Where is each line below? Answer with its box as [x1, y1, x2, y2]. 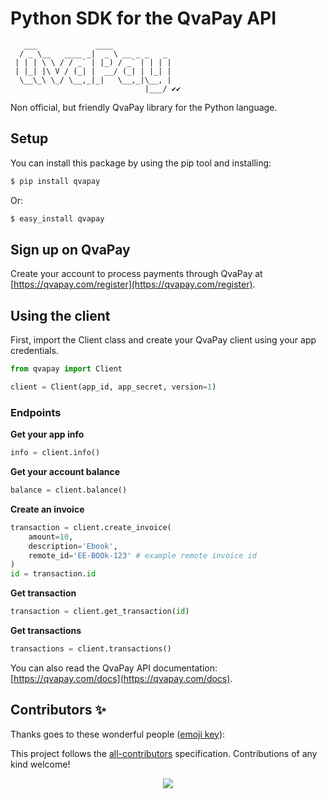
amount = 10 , [28, 532, 74, 542]
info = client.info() [10, 448, 101, 458]
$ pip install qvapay [10, 176, 101, 186]
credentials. [10, 345, 59, 357]
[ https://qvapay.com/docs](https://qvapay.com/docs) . [10, 672, 233, 684]
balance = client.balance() [10, 485, 128, 496]
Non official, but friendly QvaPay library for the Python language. [10, 101, 278, 113]
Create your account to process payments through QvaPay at [10, 268, 263, 280]
